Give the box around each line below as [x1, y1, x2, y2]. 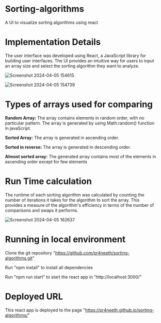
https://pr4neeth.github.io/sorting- [85, 307, 154, 313]
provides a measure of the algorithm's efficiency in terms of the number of [5, 202, 154, 208]
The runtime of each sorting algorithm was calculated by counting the [5, 192, 145, 197]
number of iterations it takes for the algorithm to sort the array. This [5, 197, 140, 203]
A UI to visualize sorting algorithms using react [5, 19, 98, 25]
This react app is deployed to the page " [5, 307, 86, 313]
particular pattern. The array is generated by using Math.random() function [5, 120, 155, 126]
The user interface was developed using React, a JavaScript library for [5, 53, 146, 58]
